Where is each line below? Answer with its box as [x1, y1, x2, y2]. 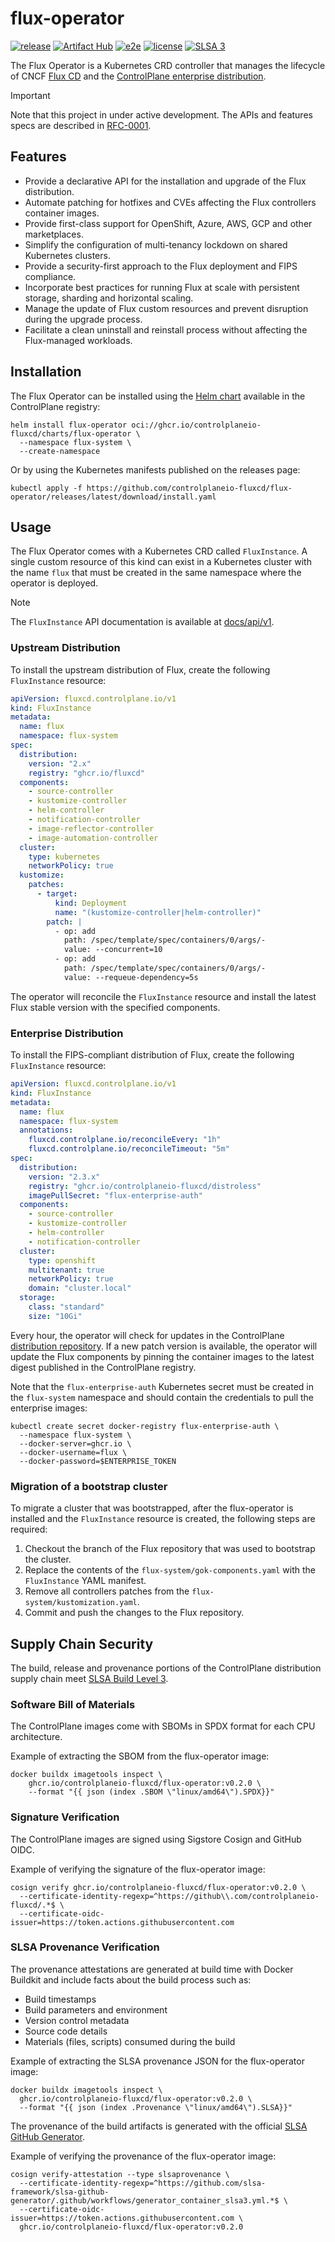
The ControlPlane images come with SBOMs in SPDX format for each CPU [10, 1720, 316, 1732]
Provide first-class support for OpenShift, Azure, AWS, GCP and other [24, 217, 313, 229]
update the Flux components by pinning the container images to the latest [10, 1350, 315, 1362]
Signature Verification [10, 1810, 120, 1824]
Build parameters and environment [24, 2003, 168, 2016]
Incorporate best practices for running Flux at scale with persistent [24, 281, 300, 293]
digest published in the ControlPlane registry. [10, 1361, 197, 1373]
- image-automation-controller [28, 833, 159, 843]
